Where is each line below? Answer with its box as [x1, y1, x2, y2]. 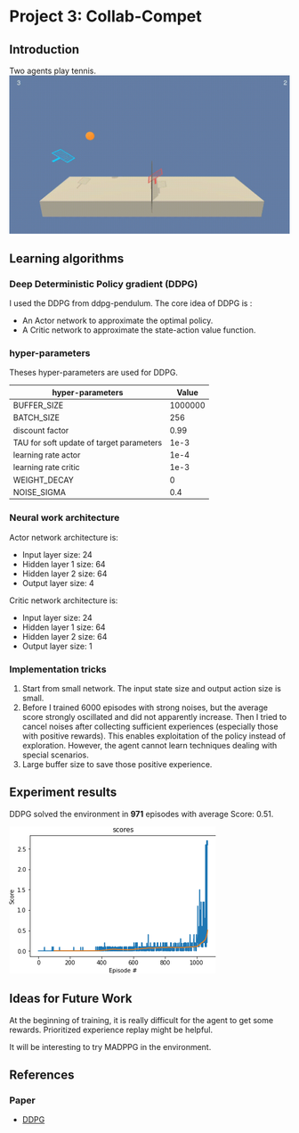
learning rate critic [12, 462, 80, 473]
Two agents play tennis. [9, 65, 96, 76]
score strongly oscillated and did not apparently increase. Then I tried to [21, 712, 287, 723]
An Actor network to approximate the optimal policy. [21, 315, 214, 327]
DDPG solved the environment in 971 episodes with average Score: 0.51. [9, 808, 274, 819]
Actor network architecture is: [9, 532, 118, 542]
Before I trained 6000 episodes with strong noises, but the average [21, 702, 269, 713]
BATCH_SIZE [12, 412, 61, 423]
